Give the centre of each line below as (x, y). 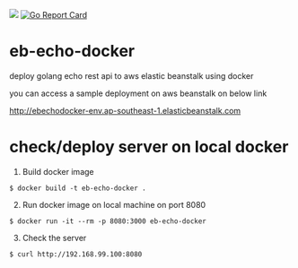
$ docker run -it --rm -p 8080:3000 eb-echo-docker (108, 221)
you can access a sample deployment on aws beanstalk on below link (138, 93)
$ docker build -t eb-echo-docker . (78, 188)
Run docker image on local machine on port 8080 (114, 204)
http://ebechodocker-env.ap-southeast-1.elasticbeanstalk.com (125, 110)
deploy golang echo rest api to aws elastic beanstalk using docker (131, 75)
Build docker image (58, 171)
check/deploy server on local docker (149, 147)
